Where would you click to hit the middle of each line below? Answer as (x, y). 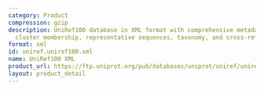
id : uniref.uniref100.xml (50, 52)
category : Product (38, 15)
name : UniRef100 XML (42, 59)
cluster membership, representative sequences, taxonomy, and (119, 37)
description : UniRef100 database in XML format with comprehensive (121, 30)
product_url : (29, 67)
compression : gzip (38, 23)
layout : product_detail (47, 74)
